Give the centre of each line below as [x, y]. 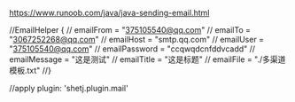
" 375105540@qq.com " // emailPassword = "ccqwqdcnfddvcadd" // [132, 49]
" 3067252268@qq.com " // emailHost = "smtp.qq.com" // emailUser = [136, 39]
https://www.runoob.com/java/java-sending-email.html [109, 13]
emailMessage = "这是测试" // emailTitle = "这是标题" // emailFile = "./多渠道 [147, 59]
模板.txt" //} [30, 71]
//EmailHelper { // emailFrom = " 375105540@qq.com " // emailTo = [130, 30]
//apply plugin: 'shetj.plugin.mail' [69, 88]
